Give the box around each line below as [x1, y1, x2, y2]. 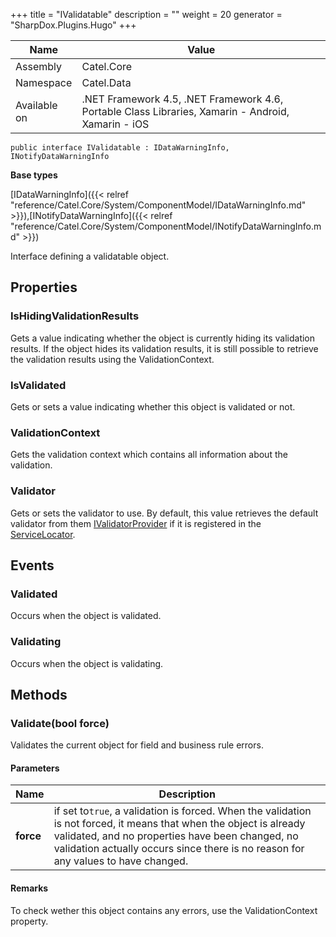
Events [10, 557, 55, 574]
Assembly [15, 60, 63, 73]
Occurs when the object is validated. [10, 610, 162, 622]
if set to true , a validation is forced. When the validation [53, 804, 312, 818]
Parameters [10, 762, 60, 774]
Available [15, 99, 58, 112]
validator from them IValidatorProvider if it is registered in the [10, 517, 262, 529]
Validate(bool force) [10, 716, 110, 730]
